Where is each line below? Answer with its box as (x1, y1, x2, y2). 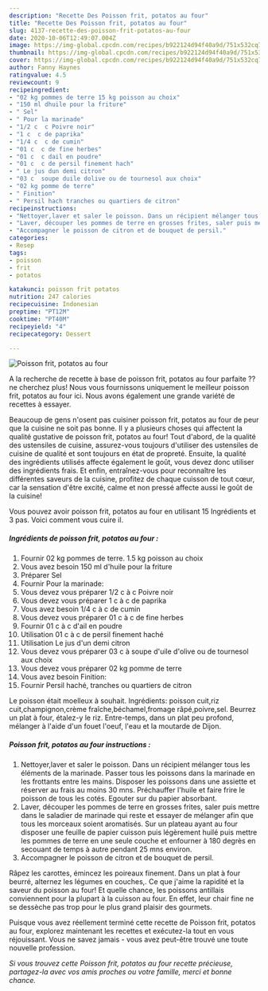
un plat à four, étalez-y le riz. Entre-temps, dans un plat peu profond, (9, 713, 234, 722)
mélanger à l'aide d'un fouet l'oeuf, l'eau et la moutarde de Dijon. (9, 722, 222, 731)
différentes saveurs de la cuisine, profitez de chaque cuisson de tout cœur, (9, 474, 255, 484)
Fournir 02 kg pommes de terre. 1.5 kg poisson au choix (20, 553, 204, 563)
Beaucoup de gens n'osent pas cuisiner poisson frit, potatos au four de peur (9, 415, 259, 425)
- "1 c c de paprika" (9, 130, 84, 138)
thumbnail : (9, 49, 45, 57)
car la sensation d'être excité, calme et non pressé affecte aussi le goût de (9, 483, 253, 493)
